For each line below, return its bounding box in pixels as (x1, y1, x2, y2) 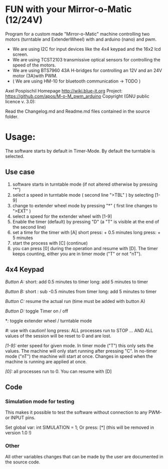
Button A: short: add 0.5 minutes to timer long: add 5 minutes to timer (5, 278, 148, 285)
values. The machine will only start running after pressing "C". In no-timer (5, 348, 157, 354)
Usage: (5, 131, 36, 143)
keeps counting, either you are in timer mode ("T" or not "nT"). (12, 251, 142, 257)
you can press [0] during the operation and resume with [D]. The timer (12, 245, 158, 251)
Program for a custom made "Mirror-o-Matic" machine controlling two (5, 31, 150, 37)
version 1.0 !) (5, 430, 32, 436)
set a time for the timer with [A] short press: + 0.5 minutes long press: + (12, 229, 161, 235)
